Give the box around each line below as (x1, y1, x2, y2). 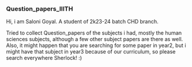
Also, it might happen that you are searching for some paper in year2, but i (6, 42, 186, 49)
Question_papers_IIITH (6, 5, 73, 13)
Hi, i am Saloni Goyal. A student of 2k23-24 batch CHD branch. (6, 18, 159, 25)
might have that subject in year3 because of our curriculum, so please (6, 48, 176, 55)
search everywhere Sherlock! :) (6, 55, 82, 62)
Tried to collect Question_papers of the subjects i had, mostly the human (6, 29, 182, 36)
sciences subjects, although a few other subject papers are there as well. (6, 36, 183, 43)
